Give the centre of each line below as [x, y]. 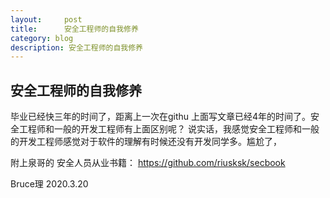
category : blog [42, 38]
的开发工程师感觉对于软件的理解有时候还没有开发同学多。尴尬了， [146, 142]
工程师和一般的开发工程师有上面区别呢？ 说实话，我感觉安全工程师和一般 [169, 129]
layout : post [46, 19]
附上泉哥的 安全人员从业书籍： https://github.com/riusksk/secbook [148, 163]
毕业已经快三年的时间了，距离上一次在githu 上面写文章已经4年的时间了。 [161, 117]
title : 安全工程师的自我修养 [74, 29]
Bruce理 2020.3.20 [49, 184]
